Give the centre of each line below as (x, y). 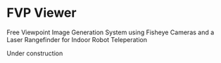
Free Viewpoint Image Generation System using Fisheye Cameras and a (110, 32)
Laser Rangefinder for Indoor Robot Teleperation (77, 39)
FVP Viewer (42, 13)
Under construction (35, 53)
